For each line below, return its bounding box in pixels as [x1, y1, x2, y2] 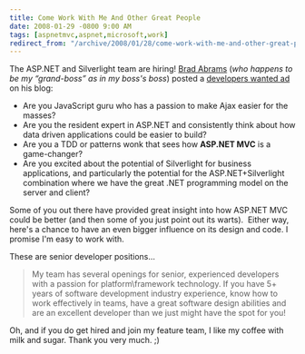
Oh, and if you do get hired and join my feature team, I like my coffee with [9, 325, 284, 336]
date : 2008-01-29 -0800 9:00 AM [9, 22, 132, 31]
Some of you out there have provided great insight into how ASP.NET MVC [9, 205, 289, 216]
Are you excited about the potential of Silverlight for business [22, 158, 252, 169]
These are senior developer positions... [9, 251, 156, 262]
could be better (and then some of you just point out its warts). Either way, [9, 214, 290, 225]
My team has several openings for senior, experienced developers [31, 269, 280, 280]
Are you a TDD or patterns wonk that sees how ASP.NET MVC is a [22, 139, 271, 150]
